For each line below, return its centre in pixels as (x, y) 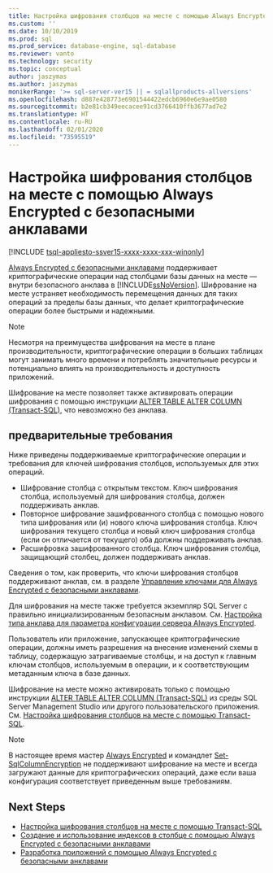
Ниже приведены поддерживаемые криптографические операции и (127, 455)
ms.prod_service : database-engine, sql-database (92, 46)
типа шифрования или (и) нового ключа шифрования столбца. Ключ (139, 522)
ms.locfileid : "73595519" (52, 137)
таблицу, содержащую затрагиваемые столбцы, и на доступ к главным (132, 657)
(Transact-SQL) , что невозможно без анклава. (88, 410)
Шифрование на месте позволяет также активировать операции (121, 392)
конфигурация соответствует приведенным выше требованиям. (120, 781)
